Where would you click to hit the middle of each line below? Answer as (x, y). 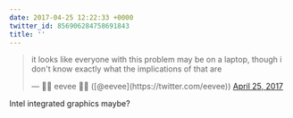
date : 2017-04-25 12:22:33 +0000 (71, 17)
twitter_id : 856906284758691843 (69, 26)
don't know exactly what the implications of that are (126, 69)
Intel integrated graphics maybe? (70, 104)
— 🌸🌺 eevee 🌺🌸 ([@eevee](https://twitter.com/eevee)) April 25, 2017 (157, 87)
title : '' (28, 34)
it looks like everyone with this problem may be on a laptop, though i (156, 60)
